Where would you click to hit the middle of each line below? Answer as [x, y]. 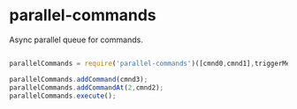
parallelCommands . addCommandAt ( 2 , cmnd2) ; [87, 87]
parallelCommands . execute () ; [63, 96]
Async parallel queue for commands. [76, 40]
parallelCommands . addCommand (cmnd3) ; [79, 79]
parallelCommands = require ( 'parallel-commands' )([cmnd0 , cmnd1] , [132, 63]
